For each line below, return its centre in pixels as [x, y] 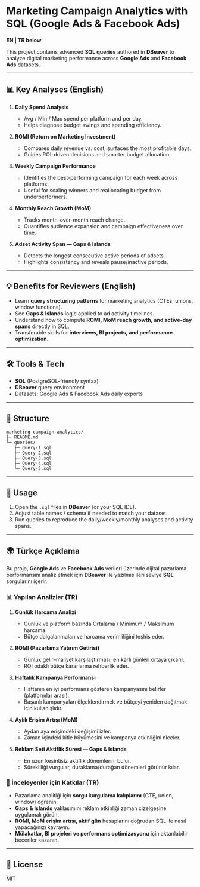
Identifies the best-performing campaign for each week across [101, 177]
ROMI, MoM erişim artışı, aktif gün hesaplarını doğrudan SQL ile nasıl [100, 821]
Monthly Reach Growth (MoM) [53, 208]
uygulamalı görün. [37, 815]
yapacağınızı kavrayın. [42, 827]
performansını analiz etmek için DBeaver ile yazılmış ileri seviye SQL [90, 575]
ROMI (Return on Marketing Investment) [65, 136]
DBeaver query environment [50, 388]
